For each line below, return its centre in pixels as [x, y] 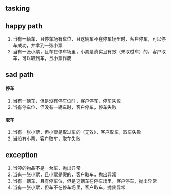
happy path [24, 26]
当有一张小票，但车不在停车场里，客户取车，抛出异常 [69, 187]
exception [22, 155]
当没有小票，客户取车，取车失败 [46, 139]
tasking [17, 8]
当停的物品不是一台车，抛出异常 [46, 168]
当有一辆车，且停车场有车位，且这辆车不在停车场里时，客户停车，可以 [87, 39]
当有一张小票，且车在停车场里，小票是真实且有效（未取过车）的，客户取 [89, 52]
